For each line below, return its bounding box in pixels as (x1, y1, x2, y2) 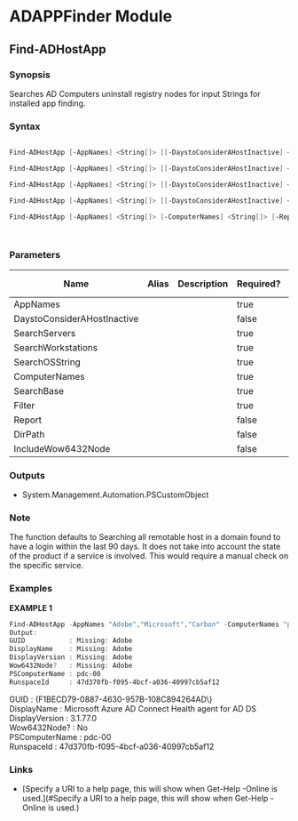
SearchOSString (13, 356, 82, 368)
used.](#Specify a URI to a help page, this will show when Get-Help (21, 793, 269, 804)
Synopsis (9, 68, 51, 81)
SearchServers (13, 326, 76, 339)
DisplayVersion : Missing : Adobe (9, 653, 133, 662)
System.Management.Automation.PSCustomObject (21, 489, 209, 500)
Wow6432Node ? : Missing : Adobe (9, 661, 133, 671)
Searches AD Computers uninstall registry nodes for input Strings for (9, 88, 261, 99)
